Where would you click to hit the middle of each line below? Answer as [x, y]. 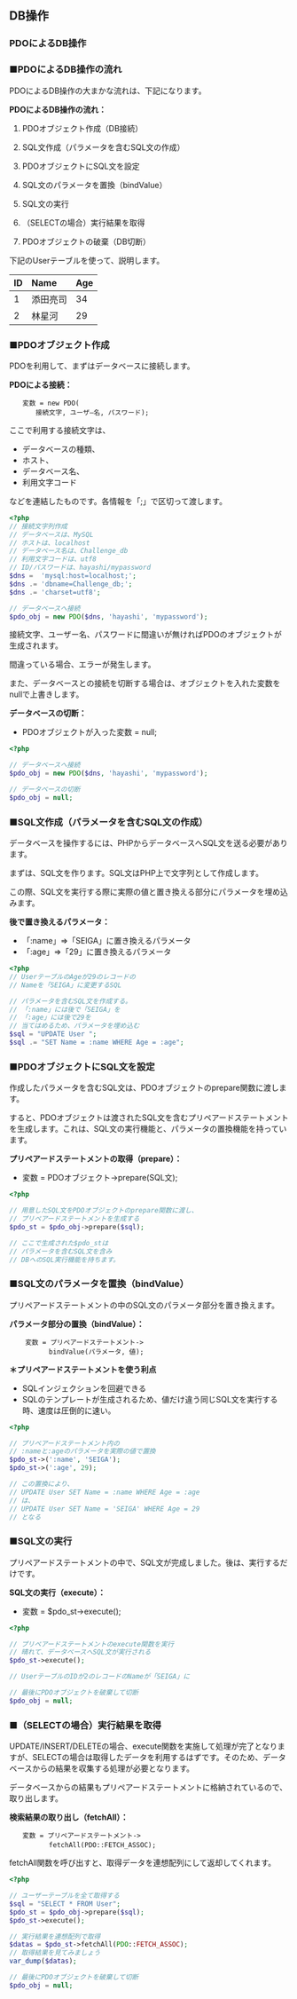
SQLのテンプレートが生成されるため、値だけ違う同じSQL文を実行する [150, 1399]
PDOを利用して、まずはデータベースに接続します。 [102, 366]
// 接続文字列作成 [39, 526]
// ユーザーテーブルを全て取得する [64, 1896]
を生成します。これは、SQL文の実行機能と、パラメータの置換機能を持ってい [148, 1129]
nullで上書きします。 [47, 694]
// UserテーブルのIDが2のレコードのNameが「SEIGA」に [100, 1677]
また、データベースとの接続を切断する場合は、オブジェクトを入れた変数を [145, 683]
